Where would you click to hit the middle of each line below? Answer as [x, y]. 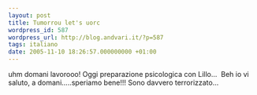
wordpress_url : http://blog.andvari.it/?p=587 [86, 37]
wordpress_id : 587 [38, 30]
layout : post [30, 15]
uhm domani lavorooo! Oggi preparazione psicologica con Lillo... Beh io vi [129, 74]
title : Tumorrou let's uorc [54, 23]
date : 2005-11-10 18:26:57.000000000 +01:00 [82, 52]
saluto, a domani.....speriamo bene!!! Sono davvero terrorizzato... [114, 82]
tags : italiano [33, 45]
